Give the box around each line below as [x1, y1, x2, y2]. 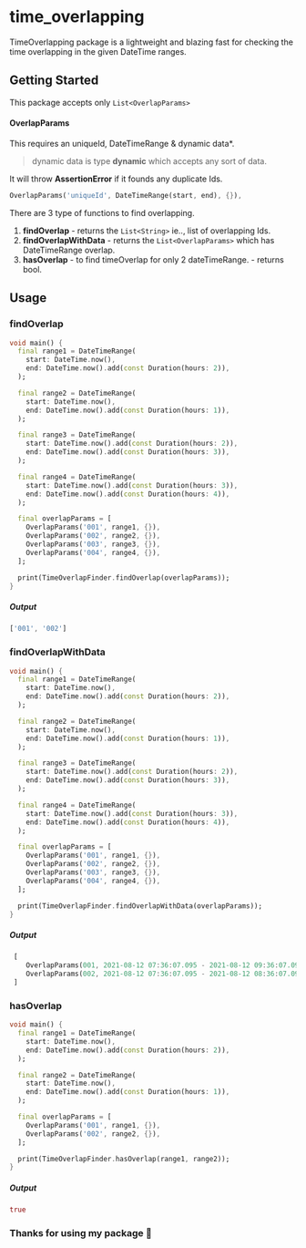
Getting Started [9, 73, 99, 88]
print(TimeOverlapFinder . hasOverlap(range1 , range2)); [17, 1154, 230, 1163]
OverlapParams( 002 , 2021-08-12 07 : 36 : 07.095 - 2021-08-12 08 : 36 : [25, 969, 280, 979]
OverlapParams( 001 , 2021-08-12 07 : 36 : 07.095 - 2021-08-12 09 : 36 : [25, 961, 280, 970]
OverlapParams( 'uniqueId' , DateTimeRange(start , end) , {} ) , [9, 191, 243, 200]
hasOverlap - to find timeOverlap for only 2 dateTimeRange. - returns [22, 253, 284, 265]
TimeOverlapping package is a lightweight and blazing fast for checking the [9, 36, 294, 47]
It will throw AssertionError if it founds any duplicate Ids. [9, 173, 223, 184]
